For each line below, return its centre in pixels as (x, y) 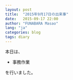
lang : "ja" (16, 28)
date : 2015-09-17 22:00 (32, 19)
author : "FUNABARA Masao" (32, 23)
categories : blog (23, 32)
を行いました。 (20, 72)
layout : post (18, 10)
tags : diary (17, 37)
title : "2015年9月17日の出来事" (37, 14)
